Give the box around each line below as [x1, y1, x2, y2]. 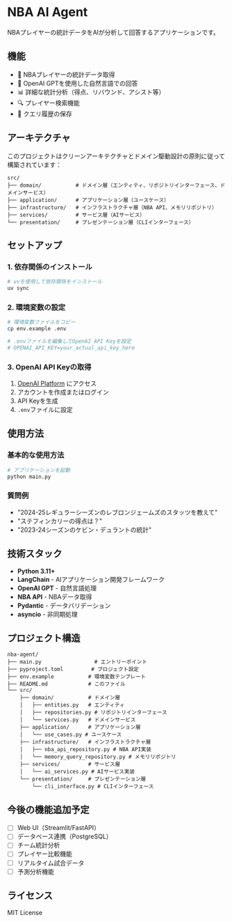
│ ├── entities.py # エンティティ [19, 702, 125, 709]
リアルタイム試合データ [17, 859, 85, 867]
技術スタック [7, 548, 63, 560]
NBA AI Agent [7, 4, 88, 20]
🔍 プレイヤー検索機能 [17, 98, 80, 107]
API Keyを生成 [17, 397, 58, 405]
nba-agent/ [7, 651, 39, 659]
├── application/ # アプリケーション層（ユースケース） [7, 197, 169, 203]
